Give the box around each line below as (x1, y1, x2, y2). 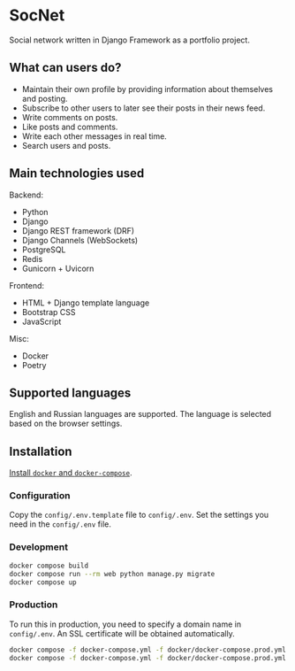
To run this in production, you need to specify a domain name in (9, 619, 241, 629)
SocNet (9, 5, 65, 26)
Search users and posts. (21, 140, 111, 150)
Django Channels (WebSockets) (21, 235, 139, 245)
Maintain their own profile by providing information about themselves (21, 83, 274, 94)
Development (9, 541, 69, 553)
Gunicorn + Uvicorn (21, 263, 95, 274)
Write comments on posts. (21, 112, 118, 122)
